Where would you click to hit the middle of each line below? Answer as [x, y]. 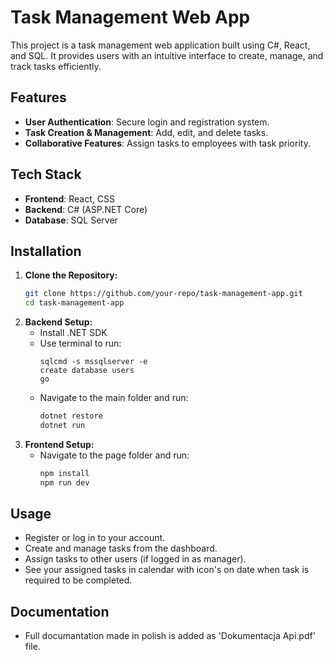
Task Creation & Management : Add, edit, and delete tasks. [146, 132]
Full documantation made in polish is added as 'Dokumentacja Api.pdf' [170, 636]
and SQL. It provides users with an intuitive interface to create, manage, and [167, 55]
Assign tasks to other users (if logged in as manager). [135, 559]
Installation [46, 251]
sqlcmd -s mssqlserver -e [93, 362]
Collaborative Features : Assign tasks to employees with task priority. [167, 143]
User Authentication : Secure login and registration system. [147, 122]
